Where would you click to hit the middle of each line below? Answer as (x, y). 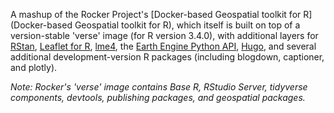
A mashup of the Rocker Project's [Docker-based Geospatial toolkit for (156, 14)
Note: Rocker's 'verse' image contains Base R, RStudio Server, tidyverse (159, 87)
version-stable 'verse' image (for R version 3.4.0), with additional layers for (164, 35)
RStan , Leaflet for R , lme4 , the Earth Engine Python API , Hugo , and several (163, 46)
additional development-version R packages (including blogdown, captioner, (167, 57)
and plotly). (34, 67)
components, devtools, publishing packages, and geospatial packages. (158, 97)
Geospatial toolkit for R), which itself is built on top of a (187, 25)
